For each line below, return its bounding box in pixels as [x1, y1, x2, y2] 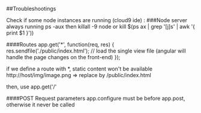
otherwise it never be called [6, 101, 75, 108]
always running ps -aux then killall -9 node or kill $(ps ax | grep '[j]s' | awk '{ [6, 23, 196, 30]
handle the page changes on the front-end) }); [6, 54, 121, 60]
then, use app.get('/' [6, 83, 57, 90]
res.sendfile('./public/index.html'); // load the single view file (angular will [6, 47, 186, 54]
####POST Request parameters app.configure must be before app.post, [6, 95, 185, 102]
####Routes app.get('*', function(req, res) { [6, 41, 115, 48]
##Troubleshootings [6, 5, 56, 12]
